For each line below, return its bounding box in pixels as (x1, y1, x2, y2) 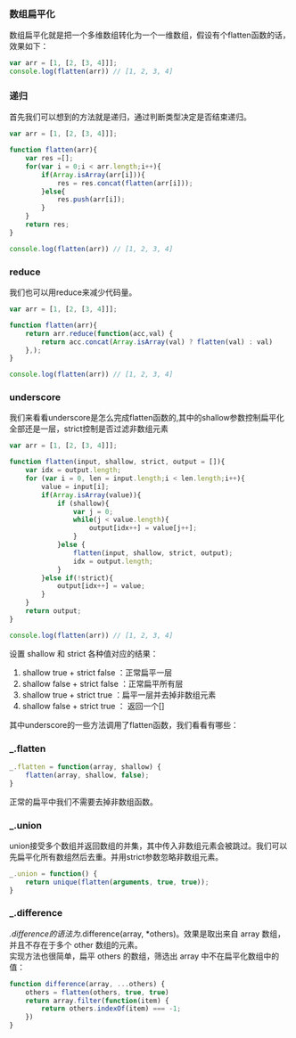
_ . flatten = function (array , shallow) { (9, 762, 162, 772)
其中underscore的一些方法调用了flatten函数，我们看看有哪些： (9, 719, 239, 730)
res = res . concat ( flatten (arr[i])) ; (56, 178, 193, 188)
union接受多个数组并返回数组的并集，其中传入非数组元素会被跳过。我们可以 (9, 840, 288, 851)
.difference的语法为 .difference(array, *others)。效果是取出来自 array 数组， (9, 928, 286, 939)
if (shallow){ (56, 499, 110, 508)
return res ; (25, 220, 70, 229)
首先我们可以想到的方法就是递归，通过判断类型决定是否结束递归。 (9, 111, 251, 122)
